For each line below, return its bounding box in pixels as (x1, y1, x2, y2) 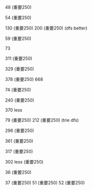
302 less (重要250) (5, 159, 44, 164)
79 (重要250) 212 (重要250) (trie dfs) (5, 117, 79, 123)
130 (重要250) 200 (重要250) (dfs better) (5, 25, 88, 31)
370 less (5, 107, 23, 113)
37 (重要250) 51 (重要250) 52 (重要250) (5, 180, 85, 186)
